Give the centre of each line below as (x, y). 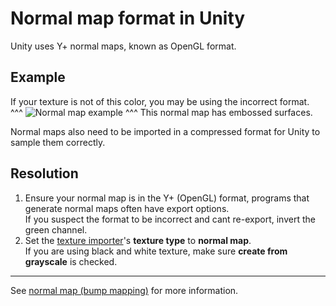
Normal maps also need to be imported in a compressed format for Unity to (165, 131)
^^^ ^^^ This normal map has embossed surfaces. (161, 112)
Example (38, 77)
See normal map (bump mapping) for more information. (124, 290)
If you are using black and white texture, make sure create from (156, 251)
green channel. (56, 229)
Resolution (44, 173)
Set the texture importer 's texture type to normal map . (138, 240)
